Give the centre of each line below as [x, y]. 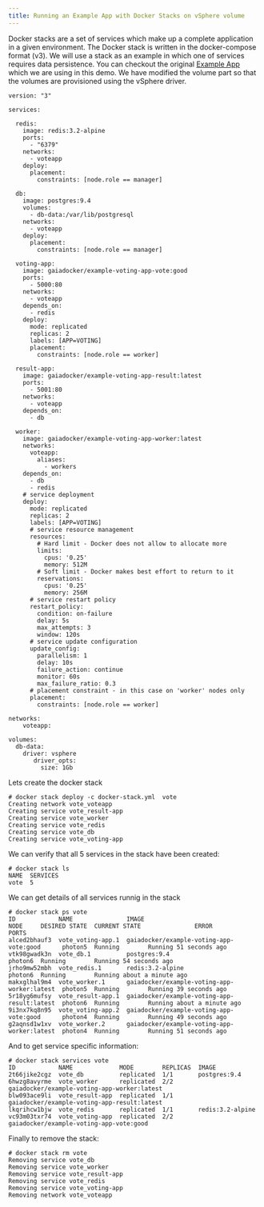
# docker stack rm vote [48, 1153]
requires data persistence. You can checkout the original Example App [124, 64]
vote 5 [21, 882]
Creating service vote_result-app [66, 811]
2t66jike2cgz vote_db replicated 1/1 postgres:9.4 [125, 1074]
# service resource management [82, 530]
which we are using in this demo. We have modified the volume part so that [132, 72]
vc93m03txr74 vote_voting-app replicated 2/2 [91, 1117]
